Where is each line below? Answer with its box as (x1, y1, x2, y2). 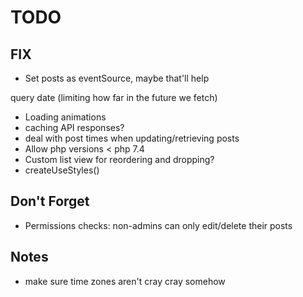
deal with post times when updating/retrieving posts (24, 132, 240, 144)
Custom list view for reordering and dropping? (24, 154, 215, 165)
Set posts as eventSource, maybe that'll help (24, 72, 210, 84)
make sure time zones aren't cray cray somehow (24, 275, 226, 287)
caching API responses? (24, 122, 125, 133)
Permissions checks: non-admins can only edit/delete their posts (24, 219, 293, 231)
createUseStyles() (24, 164, 100, 176)
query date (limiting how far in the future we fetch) (10, 92, 218, 103)
